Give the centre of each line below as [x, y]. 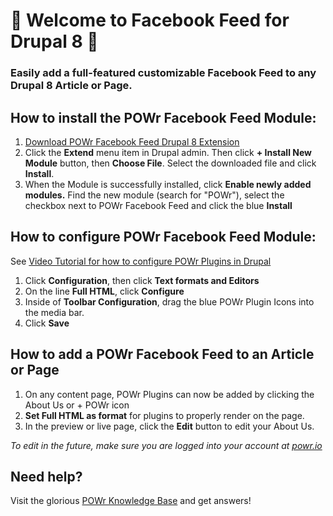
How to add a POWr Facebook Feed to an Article [162, 354]
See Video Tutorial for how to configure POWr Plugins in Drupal [141, 261]
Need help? [46, 476]
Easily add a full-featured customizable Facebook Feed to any [163, 73]
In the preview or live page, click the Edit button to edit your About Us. [169, 426]
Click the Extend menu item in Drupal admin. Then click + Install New [168, 152]
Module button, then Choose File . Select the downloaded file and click [170, 163]
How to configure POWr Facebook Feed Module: [163, 237]
